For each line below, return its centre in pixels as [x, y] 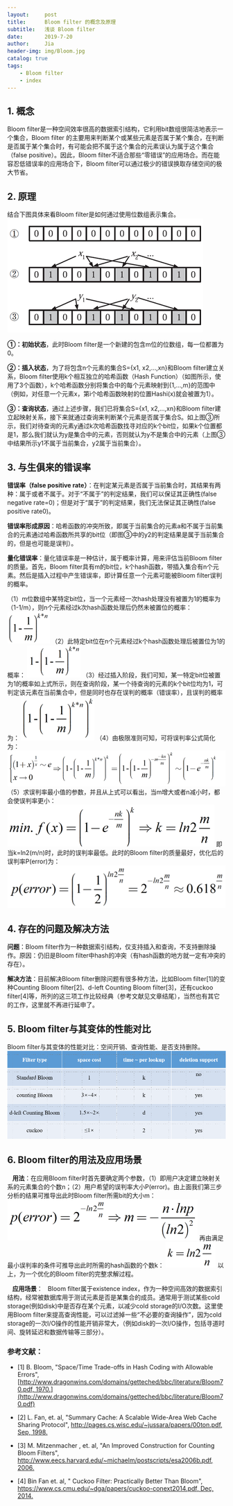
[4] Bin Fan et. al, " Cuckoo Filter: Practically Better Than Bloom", [110, 1481]
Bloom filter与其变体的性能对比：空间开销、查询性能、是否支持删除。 [106, 1047]
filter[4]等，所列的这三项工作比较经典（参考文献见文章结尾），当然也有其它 [114, 996]
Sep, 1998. [32, 1433]
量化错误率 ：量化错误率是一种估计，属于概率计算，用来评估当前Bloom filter [115, 557]
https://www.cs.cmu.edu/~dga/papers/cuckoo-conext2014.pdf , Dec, [115, 1489]
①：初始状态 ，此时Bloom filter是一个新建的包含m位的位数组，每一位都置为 [115, 345]
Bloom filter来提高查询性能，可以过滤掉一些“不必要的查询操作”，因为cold [117, 1315]
